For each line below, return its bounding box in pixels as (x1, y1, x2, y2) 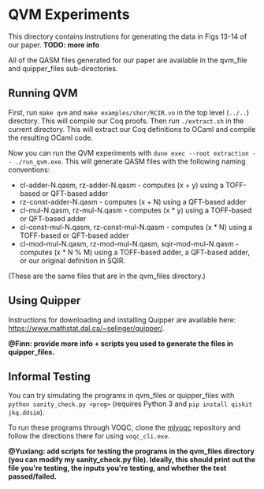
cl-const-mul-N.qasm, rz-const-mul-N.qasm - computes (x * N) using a (19, 222, 253, 231)
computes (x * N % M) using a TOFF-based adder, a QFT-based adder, (19, 247, 251, 257)
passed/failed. (8, 472, 58, 481)
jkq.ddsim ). (8, 408, 45, 417)
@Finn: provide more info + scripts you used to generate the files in (8, 338, 234, 348)
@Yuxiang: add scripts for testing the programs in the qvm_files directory (8, 446, 255, 456)
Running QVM (8, 87, 78, 100)
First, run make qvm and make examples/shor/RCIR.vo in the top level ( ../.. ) (8, 107, 250, 117)
